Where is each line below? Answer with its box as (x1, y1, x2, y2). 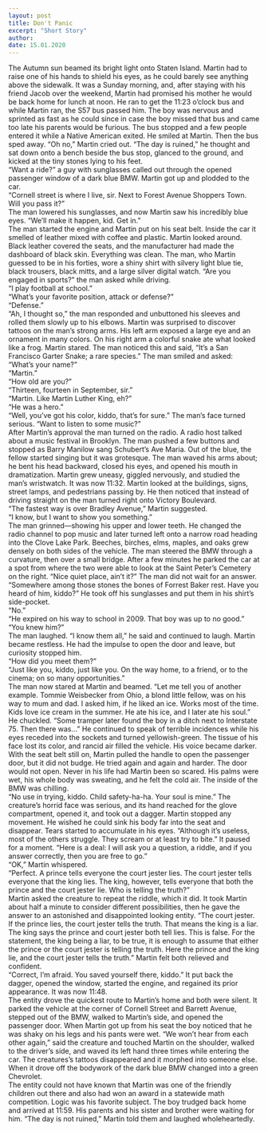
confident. (8, 962, 42, 971)
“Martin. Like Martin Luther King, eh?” (8, 394, 132, 404)
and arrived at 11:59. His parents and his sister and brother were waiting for (8, 1105, 255, 1115)
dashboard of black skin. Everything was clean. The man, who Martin (8, 250, 236, 259)
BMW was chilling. (8, 783, 69, 794)
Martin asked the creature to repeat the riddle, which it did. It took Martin (8, 894, 247, 904)
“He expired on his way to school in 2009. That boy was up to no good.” (8, 614, 245, 624)
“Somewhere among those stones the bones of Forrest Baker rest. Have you (8, 580, 259, 590)
